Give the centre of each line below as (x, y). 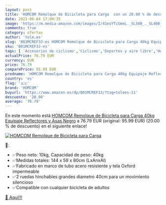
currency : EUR (20, 60)
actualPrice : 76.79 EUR (30, 56)
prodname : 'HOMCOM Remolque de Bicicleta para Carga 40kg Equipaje (76, 74)
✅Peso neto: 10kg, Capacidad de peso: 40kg (58, 155)
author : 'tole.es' (24, 38)
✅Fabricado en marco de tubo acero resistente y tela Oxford (74, 166)
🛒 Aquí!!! (14, 198)
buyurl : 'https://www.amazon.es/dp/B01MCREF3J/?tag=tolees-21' (72, 92)
